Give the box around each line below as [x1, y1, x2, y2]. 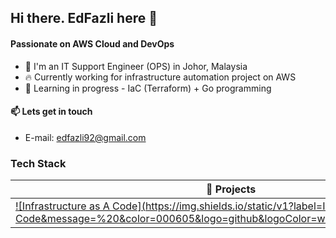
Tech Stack [10, 156, 67, 170]
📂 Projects [206, 182, 257, 196]
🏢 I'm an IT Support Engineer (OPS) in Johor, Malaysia [24, 60, 248, 72]
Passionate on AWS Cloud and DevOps [10, 37, 175, 50]
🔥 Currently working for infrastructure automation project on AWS [24, 71, 297, 83]
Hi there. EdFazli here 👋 [10, 10, 158, 27]
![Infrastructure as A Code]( [15, 199, 146, 213]
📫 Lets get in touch [10, 106, 93, 118]
